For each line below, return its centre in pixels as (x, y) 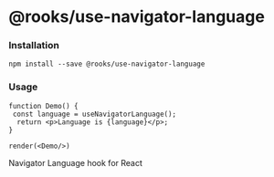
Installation (34, 46)
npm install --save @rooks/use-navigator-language (107, 64)
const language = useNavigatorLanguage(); (95, 114)
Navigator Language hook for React (76, 162)
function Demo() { (43, 106)
